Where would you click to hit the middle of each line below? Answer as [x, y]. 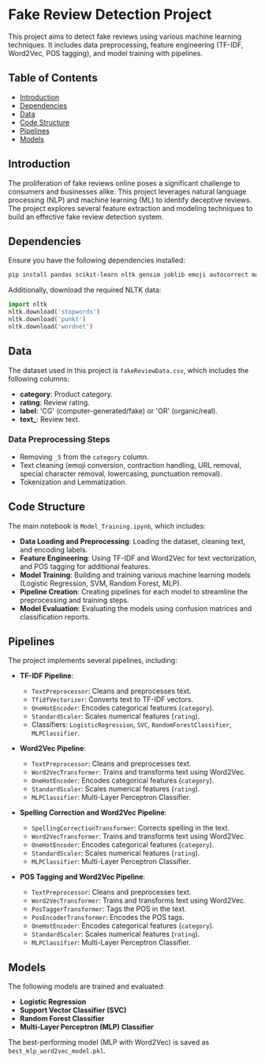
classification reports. [55, 616]
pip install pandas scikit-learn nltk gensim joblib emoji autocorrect [128, 275]
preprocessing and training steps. [74, 600]
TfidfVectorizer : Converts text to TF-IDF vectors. [112, 699]
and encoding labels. [54, 549]
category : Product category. [66, 394]
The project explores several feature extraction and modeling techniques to [131, 208]
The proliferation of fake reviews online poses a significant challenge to [124, 183]
